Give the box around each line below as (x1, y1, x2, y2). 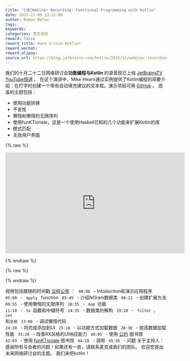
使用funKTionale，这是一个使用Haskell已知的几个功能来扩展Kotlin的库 (12, 119, 160, 126)
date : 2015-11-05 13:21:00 (5, 12, 63, 17)
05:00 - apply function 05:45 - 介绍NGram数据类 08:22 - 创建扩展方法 (5, 294, 166, 300)
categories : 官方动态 (5, 31, 49, 36)
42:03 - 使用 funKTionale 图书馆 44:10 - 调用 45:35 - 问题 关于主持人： (5, 337, 164, 344)
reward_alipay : (5, 50, 38, 55)
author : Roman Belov (5, 17, 50, 22)
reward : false (5, 36, 36, 42)
